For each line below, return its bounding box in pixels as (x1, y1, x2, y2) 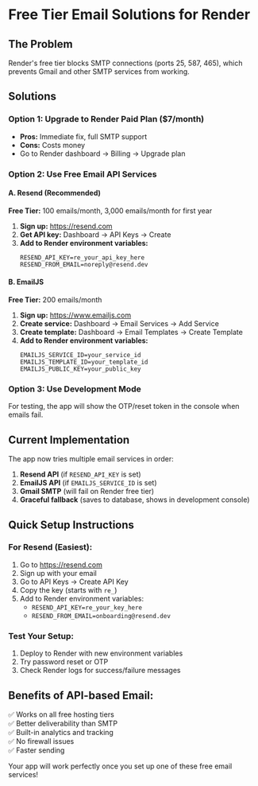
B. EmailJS (8, 277, 44, 287)
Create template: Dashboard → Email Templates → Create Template (19, 328, 244, 337)
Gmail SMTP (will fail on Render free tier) (19, 487, 155, 496)
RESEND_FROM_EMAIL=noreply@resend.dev (19, 260, 148, 268)
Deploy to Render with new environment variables (19, 648, 183, 658)
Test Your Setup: (8, 630, 74, 641)
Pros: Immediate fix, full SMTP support (19, 131, 148, 141)
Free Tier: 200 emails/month (8, 295, 102, 305)
